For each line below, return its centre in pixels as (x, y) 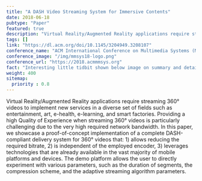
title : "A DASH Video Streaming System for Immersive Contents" (88, 12)
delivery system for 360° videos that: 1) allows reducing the (106, 139)
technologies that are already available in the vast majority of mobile (91, 152)
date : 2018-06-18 (28, 17)
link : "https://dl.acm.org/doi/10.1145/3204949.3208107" (79, 46)
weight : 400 (21, 73)
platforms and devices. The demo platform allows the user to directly (92, 159)
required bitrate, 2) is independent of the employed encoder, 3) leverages (97, 146)
